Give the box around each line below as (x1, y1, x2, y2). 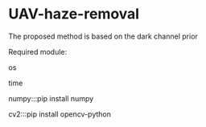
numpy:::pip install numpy (8, 93, 94, 103)
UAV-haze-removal (8, 5, 139, 23)
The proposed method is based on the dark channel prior (8, 31, 199, 41)
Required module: (8, 47, 68, 56)
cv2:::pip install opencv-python (8, 109, 111, 119)
